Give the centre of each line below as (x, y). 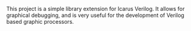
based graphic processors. (40, 22)
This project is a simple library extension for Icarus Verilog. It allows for (95, 9)
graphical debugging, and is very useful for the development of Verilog (95, 15)
